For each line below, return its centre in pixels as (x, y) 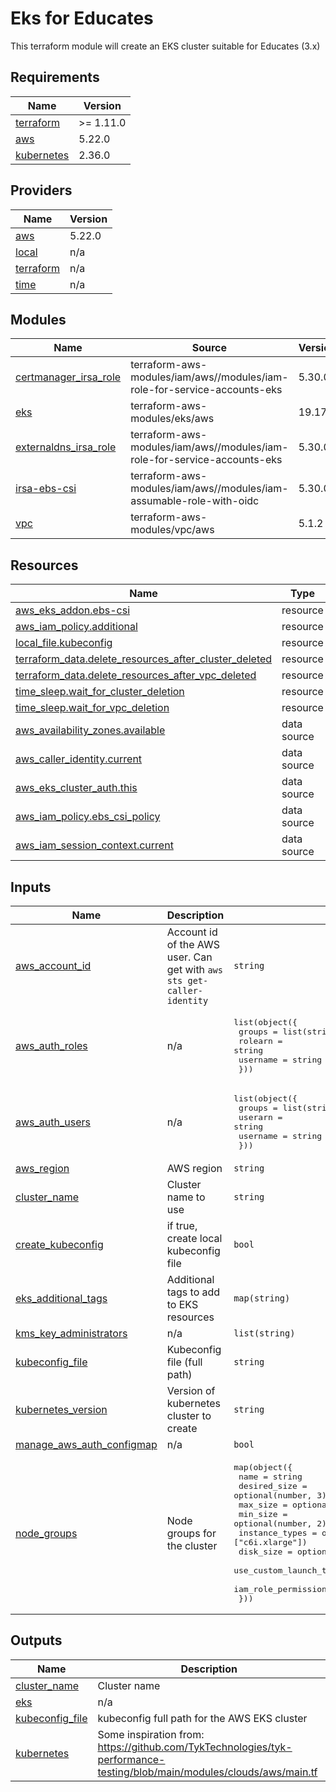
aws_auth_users (53, 1122)
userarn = (260, 1117)
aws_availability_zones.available (90, 730)
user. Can (189, 957)
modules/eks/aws (172, 419)
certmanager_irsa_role (68, 377)
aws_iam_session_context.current (94, 845)
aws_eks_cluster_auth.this (76, 788)
